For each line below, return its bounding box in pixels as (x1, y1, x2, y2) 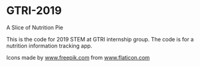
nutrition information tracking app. (6, 42, 93, 49)
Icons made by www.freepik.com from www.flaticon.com (6, 54, 150, 61)
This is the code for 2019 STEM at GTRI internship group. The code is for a (6, 35, 194, 43)
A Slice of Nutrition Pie (6, 24, 64, 31)
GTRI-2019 (6, 4, 62, 18)
